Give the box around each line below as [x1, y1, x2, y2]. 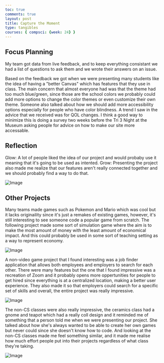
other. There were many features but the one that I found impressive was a [5, 267, 156, 273]
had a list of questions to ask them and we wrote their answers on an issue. [5, 66, 157, 72]
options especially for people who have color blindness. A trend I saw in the [5, 107, 158, 112]
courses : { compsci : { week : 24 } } [5, 30, 76, 35]
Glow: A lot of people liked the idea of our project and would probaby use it [5, 154, 157, 160]
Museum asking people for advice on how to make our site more [5, 122, 135, 128]
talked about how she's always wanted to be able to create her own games [5, 322, 156, 328]
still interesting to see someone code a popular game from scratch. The [5, 217, 149, 223]
